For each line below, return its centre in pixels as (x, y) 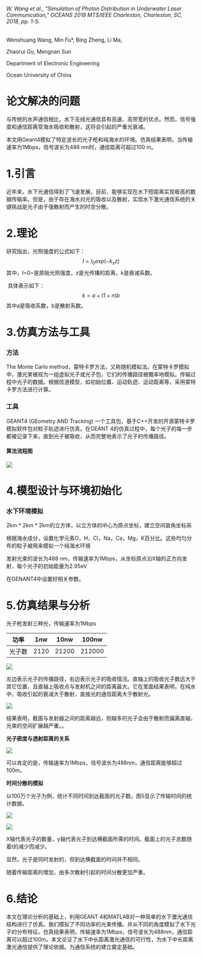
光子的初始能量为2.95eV (57, 566)
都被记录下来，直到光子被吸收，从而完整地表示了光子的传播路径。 (88, 436)
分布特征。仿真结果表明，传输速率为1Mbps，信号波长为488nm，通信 (102, 932)
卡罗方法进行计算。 (30, 390)
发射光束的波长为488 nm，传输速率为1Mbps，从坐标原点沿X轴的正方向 (94, 559)
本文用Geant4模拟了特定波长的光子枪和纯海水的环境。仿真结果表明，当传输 (100, 140)
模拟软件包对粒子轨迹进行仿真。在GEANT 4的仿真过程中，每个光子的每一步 (99, 428)
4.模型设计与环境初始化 (64, 491)
